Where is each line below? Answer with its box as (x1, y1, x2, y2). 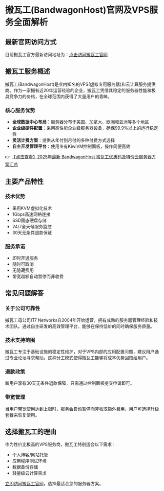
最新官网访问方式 (5, 38, 57, 46)
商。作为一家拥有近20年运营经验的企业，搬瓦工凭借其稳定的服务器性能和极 (5, 87, 156, 93)
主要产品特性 (5, 177, 44, 186)
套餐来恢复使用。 (5, 412, 40, 418)
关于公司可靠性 (5, 305, 41, 312)
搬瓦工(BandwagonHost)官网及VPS (5, 4, 150, 16)
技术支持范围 (5, 336, 36, 343)
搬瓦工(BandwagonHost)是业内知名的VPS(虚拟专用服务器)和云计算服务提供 (5, 81, 156, 87)
